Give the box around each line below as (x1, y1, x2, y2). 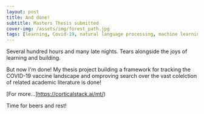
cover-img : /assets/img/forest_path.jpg (6, 25, 110, 32)
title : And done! (6, 14, 50, 21)
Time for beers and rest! (6, 102, 67, 109)
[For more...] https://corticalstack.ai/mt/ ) (6, 90, 106, 98)
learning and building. (6, 54, 61, 62)
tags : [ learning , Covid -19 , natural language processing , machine (6, 31, 178, 37)
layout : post (6, 8, 39, 15)
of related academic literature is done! (6, 79, 101, 86)
